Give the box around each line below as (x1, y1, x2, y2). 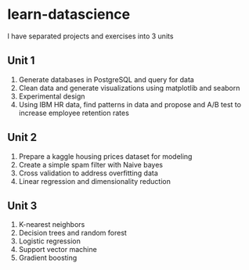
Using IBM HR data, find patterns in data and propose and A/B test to (18, 99, 242, 109)
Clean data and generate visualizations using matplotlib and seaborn (18, 83, 240, 92)
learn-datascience (7, 5, 131, 23)
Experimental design (18, 92, 85, 101)
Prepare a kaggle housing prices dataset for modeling (18, 151, 193, 161)
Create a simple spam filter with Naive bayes (18, 160, 164, 169)
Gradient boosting (18, 253, 78, 263)
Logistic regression (18, 236, 81, 246)
